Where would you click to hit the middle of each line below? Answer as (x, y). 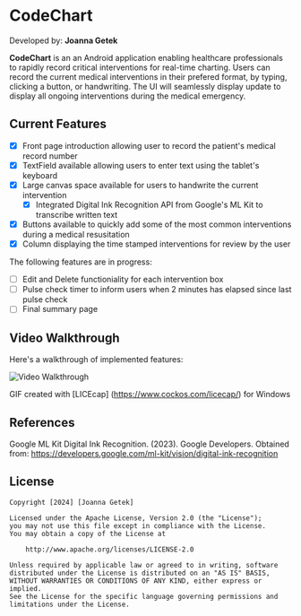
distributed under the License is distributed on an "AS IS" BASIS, (140, 573)
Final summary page (60, 309)
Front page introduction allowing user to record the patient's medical (149, 145)
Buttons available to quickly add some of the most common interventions (157, 224)
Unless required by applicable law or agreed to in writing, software (144, 565)
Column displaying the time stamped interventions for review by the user (156, 244)
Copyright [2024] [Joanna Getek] (72, 502)
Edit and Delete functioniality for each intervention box (123, 280)
